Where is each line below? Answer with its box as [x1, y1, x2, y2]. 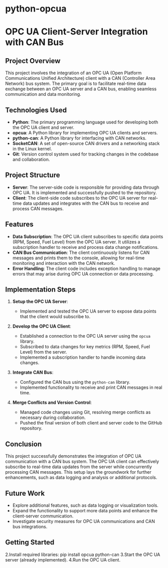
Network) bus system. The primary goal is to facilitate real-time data [5, 81, 146, 87]
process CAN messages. [12, 205, 64, 211]
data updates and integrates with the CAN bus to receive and [23, 200, 149, 206]
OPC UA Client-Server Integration [5, 26, 148, 38]
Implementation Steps [5, 286, 76, 294]
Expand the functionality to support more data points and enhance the [12, 508, 158, 514]
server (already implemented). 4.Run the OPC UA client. [5, 556, 121, 562]
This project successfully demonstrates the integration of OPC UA [5, 453, 142, 459]
